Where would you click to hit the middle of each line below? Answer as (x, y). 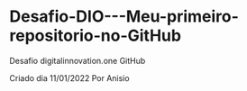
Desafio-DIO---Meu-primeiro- (124, 17)
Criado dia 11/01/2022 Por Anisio (69, 77)
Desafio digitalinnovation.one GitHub (78, 60)
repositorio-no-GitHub (96, 36)
